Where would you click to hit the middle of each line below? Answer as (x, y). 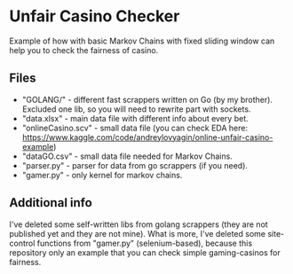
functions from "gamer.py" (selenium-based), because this (145, 243)
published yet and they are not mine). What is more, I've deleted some (138, 233)
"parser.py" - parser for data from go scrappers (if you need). (135, 165)
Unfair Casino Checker (95, 16)
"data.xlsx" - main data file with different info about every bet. (135, 118)
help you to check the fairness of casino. (84, 50)
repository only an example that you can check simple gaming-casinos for (145, 252)
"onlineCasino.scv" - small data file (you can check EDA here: (135, 128)
